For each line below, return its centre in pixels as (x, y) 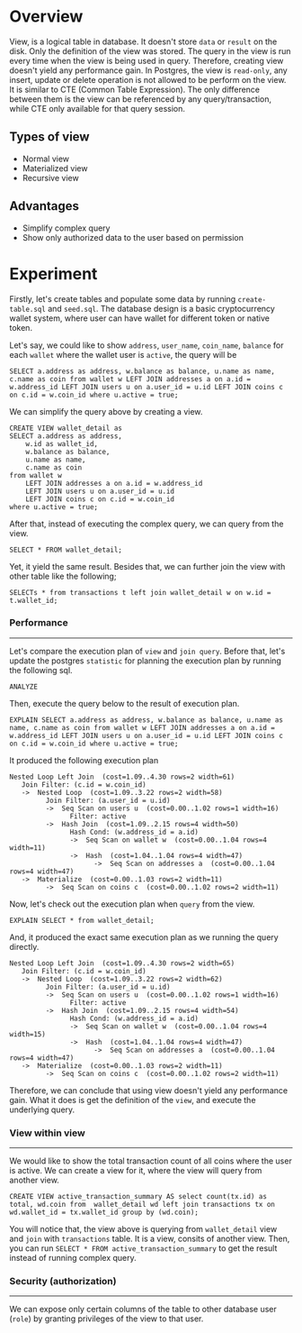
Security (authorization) (63, 1282)
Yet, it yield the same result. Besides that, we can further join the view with (147, 566)
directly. (24, 946)
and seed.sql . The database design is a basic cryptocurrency (162, 308)
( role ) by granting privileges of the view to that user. (107, 1319)
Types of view (49, 137)
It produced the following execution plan (84, 760)
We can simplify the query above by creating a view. (106, 411)
